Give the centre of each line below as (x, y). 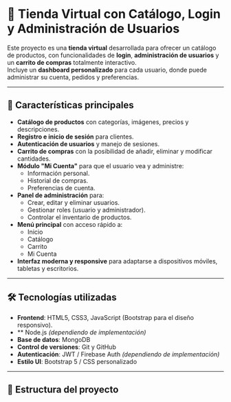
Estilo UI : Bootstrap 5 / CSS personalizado (77, 361)
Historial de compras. (58, 180)
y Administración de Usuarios (93, 29)
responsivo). (35, 325)
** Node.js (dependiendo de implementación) (81, 332)
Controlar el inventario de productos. (79, 217)
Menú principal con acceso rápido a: (70, 224)
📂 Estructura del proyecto (63, 389)
